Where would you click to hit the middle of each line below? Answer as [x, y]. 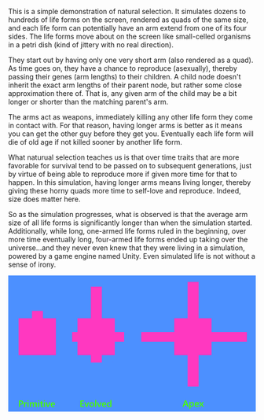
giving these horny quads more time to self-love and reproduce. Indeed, [125, 191]
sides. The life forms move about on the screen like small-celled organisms [130, 36]
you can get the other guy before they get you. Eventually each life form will [131, 134]
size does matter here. [44, 199]
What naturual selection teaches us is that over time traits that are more [124, 157]
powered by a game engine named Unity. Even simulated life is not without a [132, 256]
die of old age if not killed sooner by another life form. [95, 142]
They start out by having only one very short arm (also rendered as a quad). [131, 60]
